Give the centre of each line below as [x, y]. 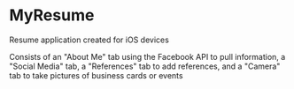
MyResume [52, 15]
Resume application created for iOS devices [89, 40]
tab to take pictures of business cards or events [96, 75]
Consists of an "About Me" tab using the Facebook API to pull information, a [147, 56]
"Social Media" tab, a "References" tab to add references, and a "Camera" [145, 66]
